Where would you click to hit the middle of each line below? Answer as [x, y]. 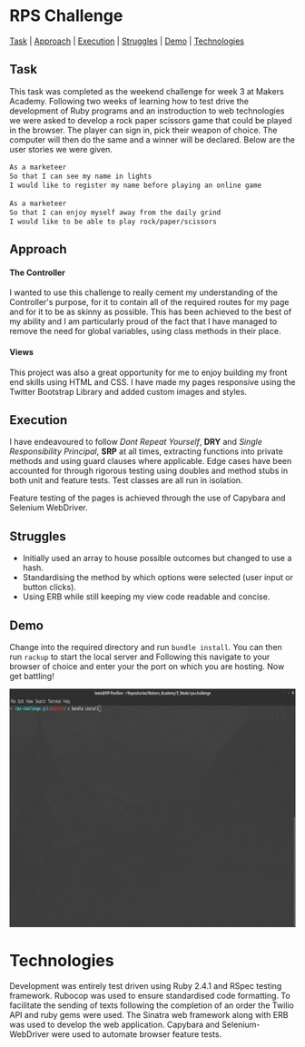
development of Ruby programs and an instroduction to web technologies [147, 111]
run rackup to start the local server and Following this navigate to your [140, 657]
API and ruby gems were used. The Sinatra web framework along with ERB [149, 1014]
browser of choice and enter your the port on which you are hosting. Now [147, 666]
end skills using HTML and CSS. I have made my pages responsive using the [152, 381]
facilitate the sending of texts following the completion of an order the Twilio [152, 1005]
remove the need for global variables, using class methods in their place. [145, 331]
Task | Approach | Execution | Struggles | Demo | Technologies [127, 41]
